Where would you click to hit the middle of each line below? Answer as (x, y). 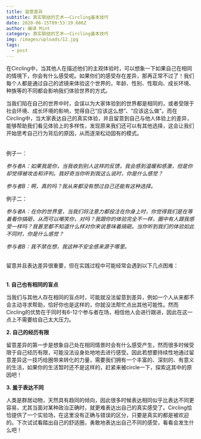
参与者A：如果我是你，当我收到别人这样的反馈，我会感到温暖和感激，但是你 (99, 166)
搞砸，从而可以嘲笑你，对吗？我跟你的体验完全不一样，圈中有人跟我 (105, 219)
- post (20, 51)
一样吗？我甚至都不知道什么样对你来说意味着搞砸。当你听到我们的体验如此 (103, 226)
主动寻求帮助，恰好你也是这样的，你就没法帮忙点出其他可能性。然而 (95, 304)
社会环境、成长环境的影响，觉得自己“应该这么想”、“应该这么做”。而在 (92, 110)
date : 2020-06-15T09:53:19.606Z (46, 23)
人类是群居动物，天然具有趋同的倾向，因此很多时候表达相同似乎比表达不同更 (100, 400)
